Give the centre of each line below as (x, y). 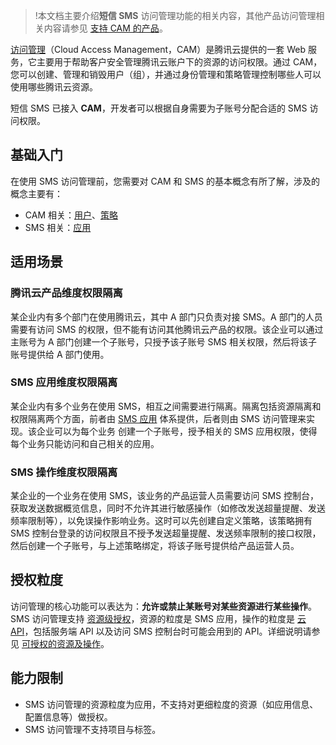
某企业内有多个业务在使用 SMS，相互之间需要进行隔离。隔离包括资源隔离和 (166, 406)
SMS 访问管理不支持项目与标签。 (93, 729)
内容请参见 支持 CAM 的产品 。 (105, 28)
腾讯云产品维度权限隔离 (66, 293)
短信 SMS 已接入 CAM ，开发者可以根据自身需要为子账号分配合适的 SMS (159, 108)
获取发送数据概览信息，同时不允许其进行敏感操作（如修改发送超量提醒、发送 (168, 508)
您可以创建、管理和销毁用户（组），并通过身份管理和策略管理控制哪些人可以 (166, 74)
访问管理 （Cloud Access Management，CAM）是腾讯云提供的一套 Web (158, 49)
